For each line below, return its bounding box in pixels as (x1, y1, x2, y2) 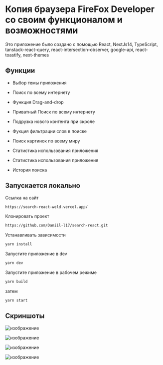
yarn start (5, 297, 28, 303)
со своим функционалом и (5, 14, 123, 25)
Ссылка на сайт (5, 194, 39, 200)
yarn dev (5, 260, 23, 265)
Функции (5, 66, 35, 75)
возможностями (5, 25, 78, 36)
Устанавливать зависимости (5, 232, 66, 238)
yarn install (5, 241, 32, 247)
